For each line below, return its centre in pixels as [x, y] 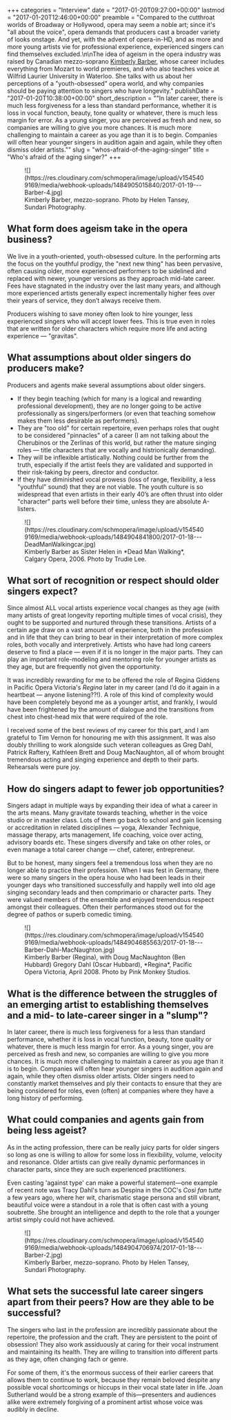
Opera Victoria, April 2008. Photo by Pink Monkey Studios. [108, 972]
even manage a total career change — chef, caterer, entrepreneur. [101, 849]
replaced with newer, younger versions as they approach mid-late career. [111, 278]
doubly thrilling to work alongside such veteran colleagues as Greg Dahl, [110, 745]
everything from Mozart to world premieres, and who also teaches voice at [113, 69]
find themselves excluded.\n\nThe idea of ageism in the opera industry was [114, 54]
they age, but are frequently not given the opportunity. [84, 667]
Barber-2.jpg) [44, 1255]
